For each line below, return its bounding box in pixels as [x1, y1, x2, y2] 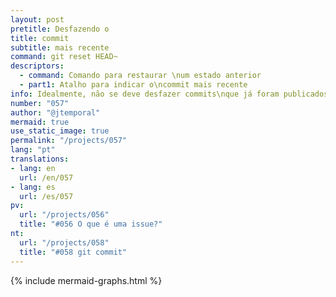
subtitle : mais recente [10, 42, 110, 53]
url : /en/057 [19, 172, 74, 183]
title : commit [10, 33, 70, 43]
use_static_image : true [10, 126, 110, 136]
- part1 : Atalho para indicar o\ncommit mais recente [19, 80, 248, 90]
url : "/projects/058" [19, 237, 110, 248]
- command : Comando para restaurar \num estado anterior [19, 71, 262, 81]
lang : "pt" [10, 145, 56, 155]
